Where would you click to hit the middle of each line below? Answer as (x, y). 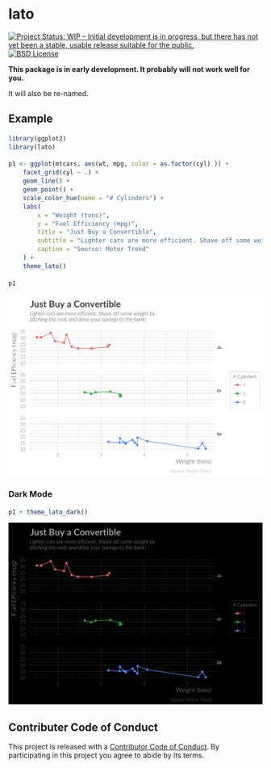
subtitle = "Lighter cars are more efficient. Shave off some (144, 241)
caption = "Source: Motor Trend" (94, 250)
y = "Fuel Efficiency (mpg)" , (88, 224)
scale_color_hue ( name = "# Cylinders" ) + (93, 198)
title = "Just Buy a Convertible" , (97, 232)
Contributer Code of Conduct (83, 727)
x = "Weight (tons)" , (74, 215)
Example (31, 119)
